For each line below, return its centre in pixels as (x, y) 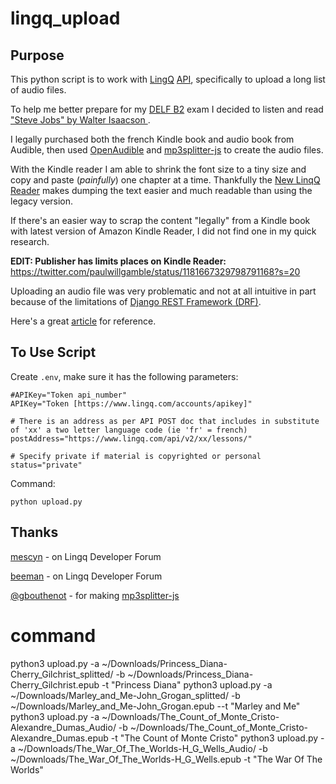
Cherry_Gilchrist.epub (55, 684)
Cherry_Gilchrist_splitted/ (62, 674)
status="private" (46, 465)
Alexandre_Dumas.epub (59, 738)
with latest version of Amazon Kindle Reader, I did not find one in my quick (163, 231)
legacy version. (42, 201)
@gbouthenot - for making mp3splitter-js (95, 595)
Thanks (34, 532)
